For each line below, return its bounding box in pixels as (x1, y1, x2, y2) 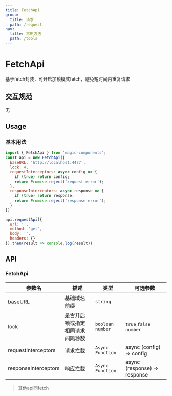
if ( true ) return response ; (14, 193, 74, 199)
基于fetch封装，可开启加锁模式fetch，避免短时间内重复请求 (5, 75, 131, 82)
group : (5, 12, 19, 17)
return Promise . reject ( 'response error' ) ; (14, 198, 106, 203)
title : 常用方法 (10, 31, 42, 36)
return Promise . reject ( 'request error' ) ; (14, 179, 104, 184)
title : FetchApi (5, 7, 40, 13)
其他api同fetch (17, 385, 49, 391)
